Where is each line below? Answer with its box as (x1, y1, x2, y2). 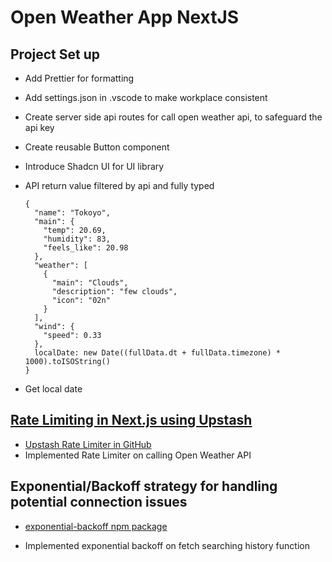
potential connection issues (10, 494, 188, 511)
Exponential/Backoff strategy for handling (10, 478, 278, 495)
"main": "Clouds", (51, 278, 129, 288)
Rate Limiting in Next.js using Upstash (10, 412, 253, 429)
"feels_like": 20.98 (43, 243, 129, 253)
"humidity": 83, (43, 234, 111, 244)
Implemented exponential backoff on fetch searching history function (24, 539, 310, 551)
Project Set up (10, 46, 100, 63)
